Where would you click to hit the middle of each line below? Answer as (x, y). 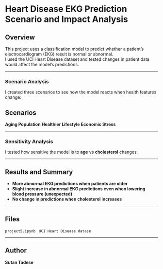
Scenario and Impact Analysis (67, 19)
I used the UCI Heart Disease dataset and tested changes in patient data (77, 59)
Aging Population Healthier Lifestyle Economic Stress (60, 125)
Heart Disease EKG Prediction (66, 9)
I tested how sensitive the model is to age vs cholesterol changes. (72, 152)
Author (16, 251)
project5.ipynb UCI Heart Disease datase (48, 231)
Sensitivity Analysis (29, 142)
